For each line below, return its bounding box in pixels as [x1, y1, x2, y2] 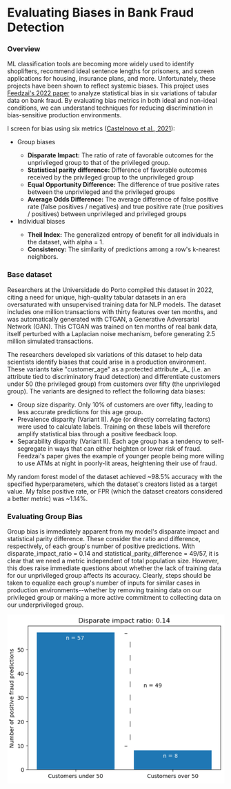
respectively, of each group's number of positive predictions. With [7, 542, 195, 550]
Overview [7, 44, 41, 54]
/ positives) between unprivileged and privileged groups [27, 210, 188, 218]
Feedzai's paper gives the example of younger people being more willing [17, 451, 224, 460]
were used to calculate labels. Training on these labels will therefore [17, 422, 210, 431]
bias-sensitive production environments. [7, 111, 122, 119]
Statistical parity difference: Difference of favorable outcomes [27, 166, 208, 174]
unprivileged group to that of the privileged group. [27, 159, 170, 167]
